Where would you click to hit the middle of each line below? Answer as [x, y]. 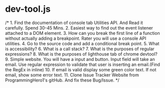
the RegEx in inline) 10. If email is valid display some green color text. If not [81, 69]
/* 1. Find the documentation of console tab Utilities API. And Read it [74, 23]
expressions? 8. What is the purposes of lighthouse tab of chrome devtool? [81, 54]
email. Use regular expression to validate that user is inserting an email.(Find [82, 64]
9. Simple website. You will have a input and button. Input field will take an [80, 59]
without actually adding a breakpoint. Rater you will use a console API [76, 38]
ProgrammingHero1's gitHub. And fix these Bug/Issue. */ [62, 80]
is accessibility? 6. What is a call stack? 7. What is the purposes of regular [80, 49]
